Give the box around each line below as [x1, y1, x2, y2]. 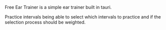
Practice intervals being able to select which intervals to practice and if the [5, 14, 161, 19]
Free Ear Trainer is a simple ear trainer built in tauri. [5, 4, 112, 10]
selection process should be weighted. [5, 19, 86, 25]
